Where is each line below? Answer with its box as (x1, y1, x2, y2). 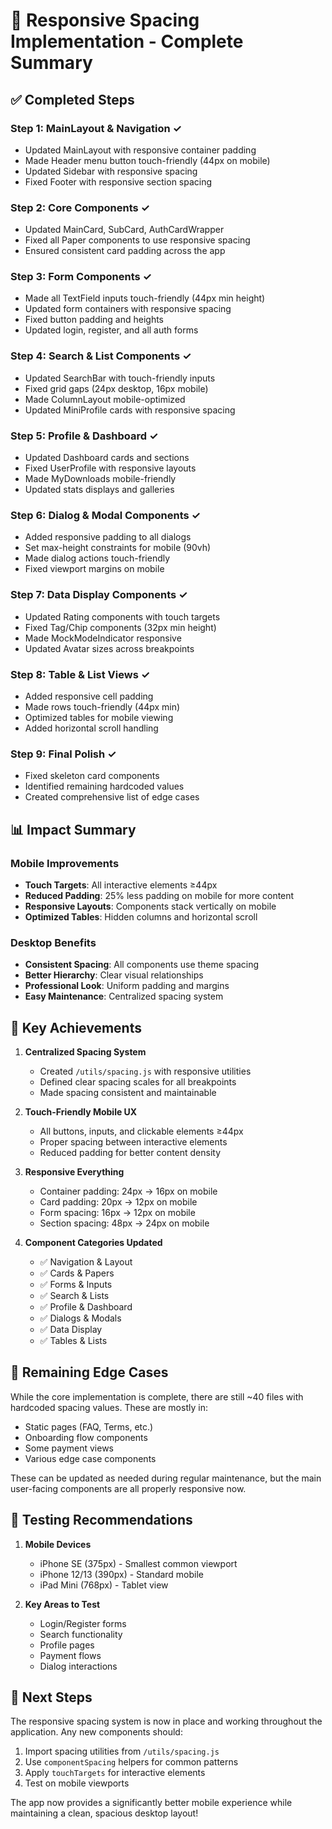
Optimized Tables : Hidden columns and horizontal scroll (24, 910, 258, 923)
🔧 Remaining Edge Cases (10, 1364, 169, 1381)
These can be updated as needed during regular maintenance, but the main (10, 1472, 322, 1484)
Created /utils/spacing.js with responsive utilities (39, 1065, 252, 1078)
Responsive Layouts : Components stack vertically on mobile (24, 900, 277, 912)
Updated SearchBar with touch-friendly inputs (24, 372, 216, 384)
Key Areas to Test (24, 1598, 101, 1610)
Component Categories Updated (24, 1237, 163, 1249)
